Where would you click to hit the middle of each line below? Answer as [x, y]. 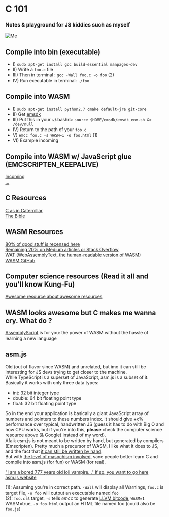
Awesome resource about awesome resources [54, 297]
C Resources [26, 198]
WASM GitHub [20, 260]
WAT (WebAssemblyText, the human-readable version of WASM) [73, 255]
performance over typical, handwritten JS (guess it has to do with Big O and [84, 424]
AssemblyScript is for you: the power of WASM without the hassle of [77, 333]
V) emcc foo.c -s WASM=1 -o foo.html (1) [55, 135]
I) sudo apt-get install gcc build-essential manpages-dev [75, 64]
